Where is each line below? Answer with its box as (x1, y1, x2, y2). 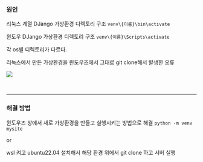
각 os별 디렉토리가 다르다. (6, 46, 68, 53)
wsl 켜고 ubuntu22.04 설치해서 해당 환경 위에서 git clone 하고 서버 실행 (6, 149, 176, 156)
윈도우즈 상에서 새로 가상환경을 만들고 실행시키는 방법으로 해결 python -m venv (6, 119, 193, 126)
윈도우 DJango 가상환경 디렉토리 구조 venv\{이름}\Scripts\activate (6, 33, 170, 40)
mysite (6, 126, 23, 132)
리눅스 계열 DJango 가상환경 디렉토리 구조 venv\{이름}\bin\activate (6, 20, 170, 28)
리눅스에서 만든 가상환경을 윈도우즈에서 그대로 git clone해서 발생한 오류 (6, 59, 175, 66)
